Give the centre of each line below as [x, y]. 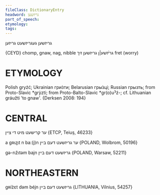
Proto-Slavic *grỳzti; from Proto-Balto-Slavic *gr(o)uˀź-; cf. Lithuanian [78, 93]
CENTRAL [26, 118]
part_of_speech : [22, 19]
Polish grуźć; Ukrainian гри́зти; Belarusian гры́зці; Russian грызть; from [80, 87]
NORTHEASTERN [42, 173]
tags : [11, 29]
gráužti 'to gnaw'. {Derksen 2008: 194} [46, 98]
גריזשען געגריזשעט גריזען [29, 43]
